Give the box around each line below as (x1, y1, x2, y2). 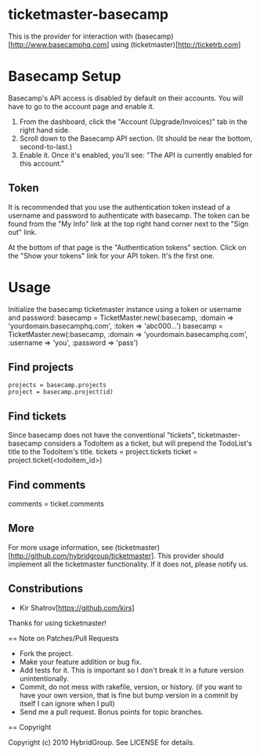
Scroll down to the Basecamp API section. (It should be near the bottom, (19, 134, 253, 143)
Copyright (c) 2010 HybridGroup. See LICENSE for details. (8, 737, 195, 747)
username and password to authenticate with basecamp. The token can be (8, 211, 251, 220)
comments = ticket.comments (8, 499, 104, 508)
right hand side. (19, 125, 70, 134)
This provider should (157, 551, 225, 560)
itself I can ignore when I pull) (19, 698, 115, 708)
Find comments (8, 478, 86, 492)
